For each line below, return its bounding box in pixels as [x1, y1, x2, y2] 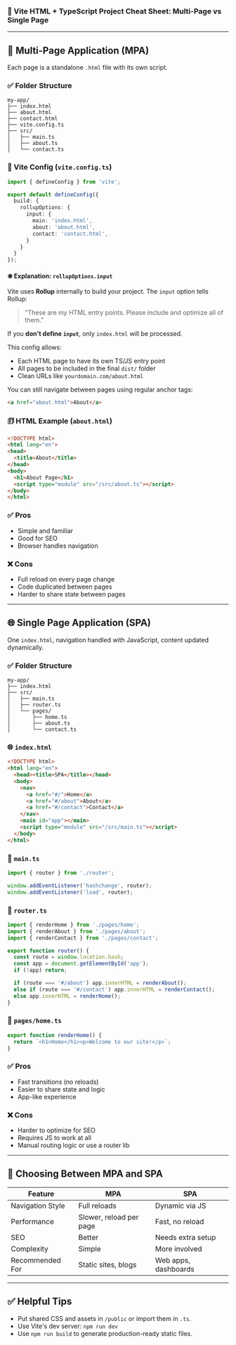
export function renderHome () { [7, 1032, 102, 1039]
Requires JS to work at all [17, 1134, 91, 1142]
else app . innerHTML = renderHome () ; [13, 992, 121, 999]
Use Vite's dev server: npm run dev [17, 1322, 118, 1330]
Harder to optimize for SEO [17, 1126, 96, 1134]
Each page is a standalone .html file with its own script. [7, 63, 168, 72]
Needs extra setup [155, 1232, 216, 1242]
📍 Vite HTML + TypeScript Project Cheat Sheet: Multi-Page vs [7, 6, 222, 16]
